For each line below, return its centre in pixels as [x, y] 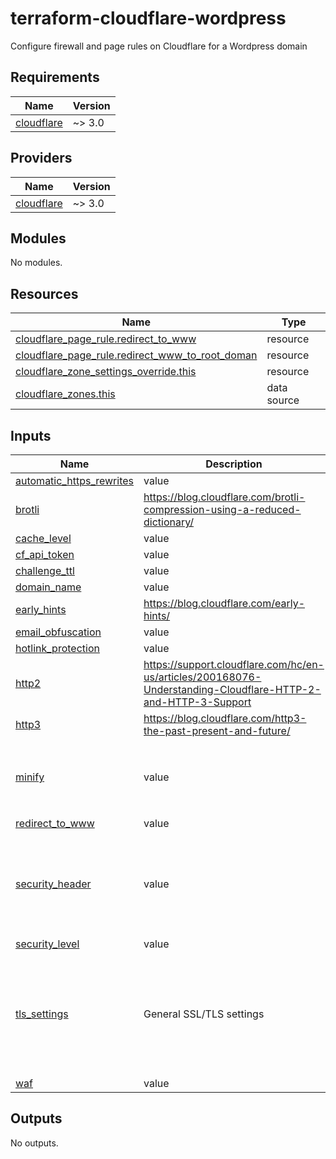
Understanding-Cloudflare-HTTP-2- [232, 689]
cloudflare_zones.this [65, 394]
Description [234, 464]
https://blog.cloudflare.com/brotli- [224, 497]
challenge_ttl [45, 570]
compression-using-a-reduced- [222, 509]
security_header [53, 884]
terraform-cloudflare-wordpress [148, 18]
